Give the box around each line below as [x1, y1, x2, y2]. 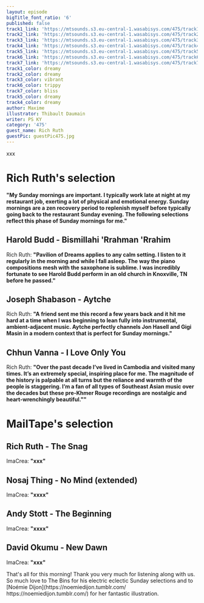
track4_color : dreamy [6, 99, 61, 105]
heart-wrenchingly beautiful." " [6, 396, 87, 403]
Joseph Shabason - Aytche [6, 294, 111, 305]
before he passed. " [6, 277, 56, 284]
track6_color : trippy [6, 83, 61, 89]
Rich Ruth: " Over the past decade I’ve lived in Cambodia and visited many [6, 364, 195, 371]
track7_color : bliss [6, 88, 59, 94]
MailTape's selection [6, 417, 114, 431]
